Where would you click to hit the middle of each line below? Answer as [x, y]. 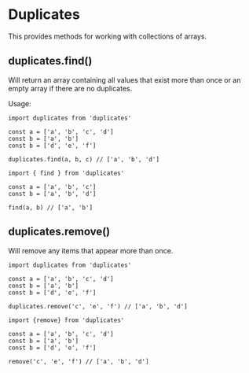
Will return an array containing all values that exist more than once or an [124, 79]
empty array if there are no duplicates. [70, 88]
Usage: [20, 103]
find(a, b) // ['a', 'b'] [50, 207]
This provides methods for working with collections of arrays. [108, 36]
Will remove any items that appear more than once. [91, 250]
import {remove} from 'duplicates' [66, 320]
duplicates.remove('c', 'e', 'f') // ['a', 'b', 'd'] [98, 306]
